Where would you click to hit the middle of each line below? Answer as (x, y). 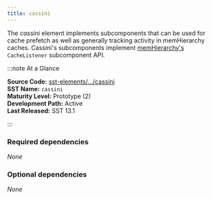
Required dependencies (48, 141)
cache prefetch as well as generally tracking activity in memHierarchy (106, 40)
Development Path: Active (45, 103)
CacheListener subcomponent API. (56, 55)
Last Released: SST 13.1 (41, 110)
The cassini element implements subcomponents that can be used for (106, 33)
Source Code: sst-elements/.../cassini (61, 81)
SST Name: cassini (35, 89)
